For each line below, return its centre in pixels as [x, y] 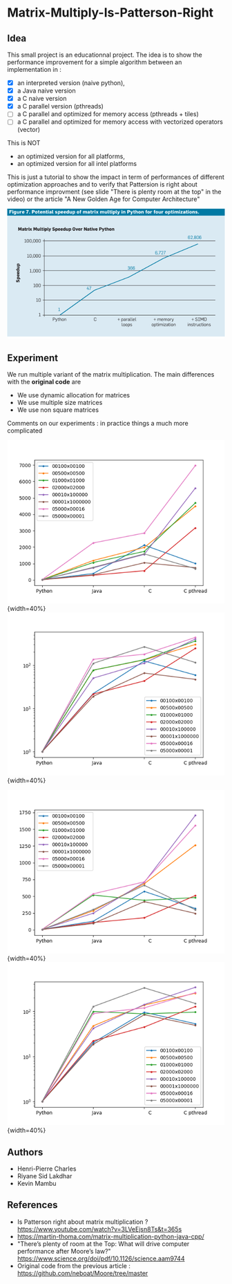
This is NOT [24, 143]
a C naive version [42, 99]
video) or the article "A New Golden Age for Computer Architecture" [104, 199]
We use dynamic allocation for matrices [74, 395]
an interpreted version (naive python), [71, 83]
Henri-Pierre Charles [47, 1169]
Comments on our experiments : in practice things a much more [98, 424]
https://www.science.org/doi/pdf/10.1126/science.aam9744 [101, 1258]
